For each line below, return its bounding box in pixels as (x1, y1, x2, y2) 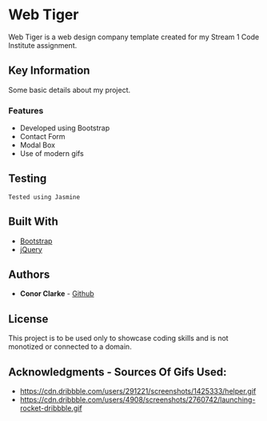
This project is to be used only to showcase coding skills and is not (8, 334, 229, 343)
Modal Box (19, 140, 56, 150)
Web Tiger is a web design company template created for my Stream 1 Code (8, 32, 260, 42)
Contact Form (19, 132, 66, 142)
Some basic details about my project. (8, 85, 131, 94)
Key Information (8, 64, 90, 78)
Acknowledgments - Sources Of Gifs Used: (8, 365, 227, 379)
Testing (8, 172, 47, 186)
